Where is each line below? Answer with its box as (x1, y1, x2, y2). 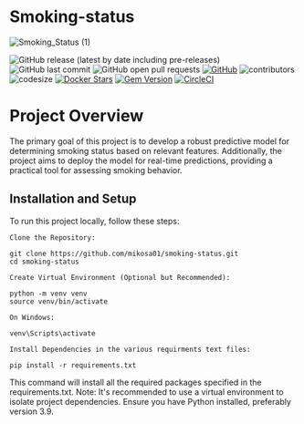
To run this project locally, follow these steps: (9, 215, 180, 226)
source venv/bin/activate (9, 296, 108, 306)
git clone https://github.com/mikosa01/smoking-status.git (9, 249, 239, 258)
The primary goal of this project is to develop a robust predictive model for (9, 135, 290, 147)
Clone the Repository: (9, 233, 96, 243)
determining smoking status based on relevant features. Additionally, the (9, 145, 283, 156)
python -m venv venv (9, 289, 89, 298)
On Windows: (9, 313, 55, 322)
